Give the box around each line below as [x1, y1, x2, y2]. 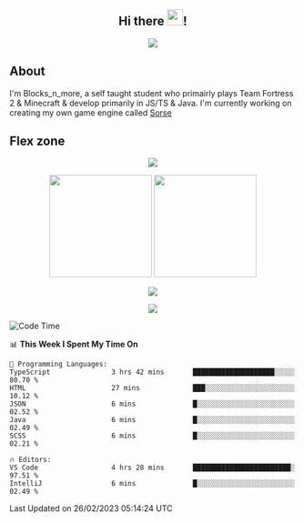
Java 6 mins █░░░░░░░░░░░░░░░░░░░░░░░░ [9, 416, 296, 425]
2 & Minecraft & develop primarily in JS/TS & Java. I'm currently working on [9, 97, 292, 108]
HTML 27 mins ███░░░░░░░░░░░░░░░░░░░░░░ [9, 384, 296, 393]
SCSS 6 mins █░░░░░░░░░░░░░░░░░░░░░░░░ [9, 431, 296, 441]
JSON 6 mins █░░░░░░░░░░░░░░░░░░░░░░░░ [9, 399, 296, 409]
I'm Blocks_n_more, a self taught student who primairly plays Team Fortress [9, 87, 294, 98]
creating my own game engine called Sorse [9, 106, 172, 118]
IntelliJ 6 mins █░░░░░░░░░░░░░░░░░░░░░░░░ [9, 479, 296, 488]
